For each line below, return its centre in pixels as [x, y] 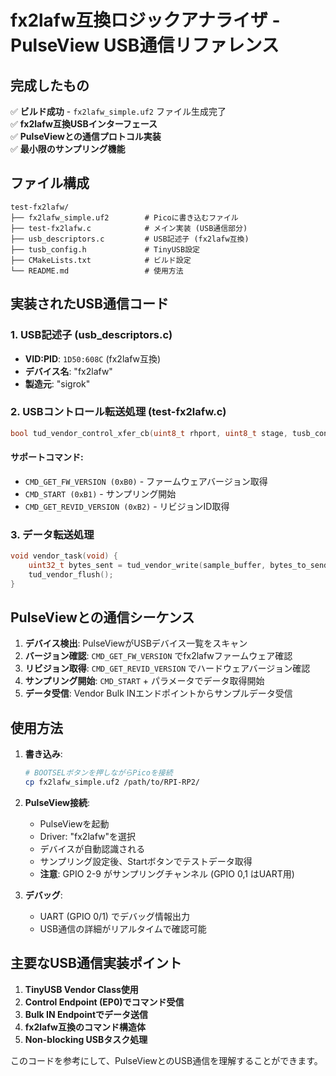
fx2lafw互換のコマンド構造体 [85, 1027]
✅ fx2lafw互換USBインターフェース [84, 124]
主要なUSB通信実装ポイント [96, 963]
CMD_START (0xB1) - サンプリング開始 [100, 493]
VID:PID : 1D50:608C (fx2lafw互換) [93, 358]
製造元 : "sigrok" [57, 383]
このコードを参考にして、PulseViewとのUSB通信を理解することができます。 [166, 1060]
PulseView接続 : [57, 803]
